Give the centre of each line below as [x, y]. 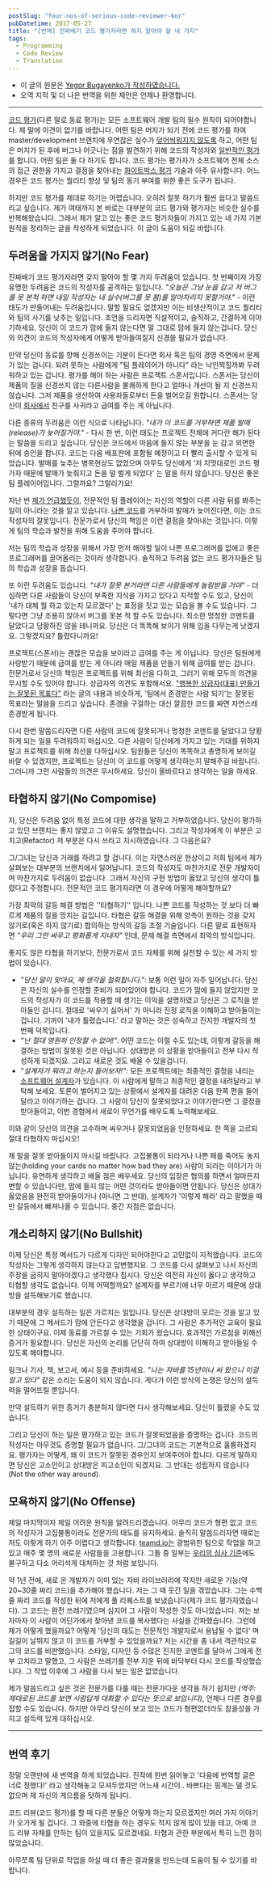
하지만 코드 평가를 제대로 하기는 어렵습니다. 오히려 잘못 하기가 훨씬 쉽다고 [123, 197]
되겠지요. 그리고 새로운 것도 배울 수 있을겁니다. [115, 1061]
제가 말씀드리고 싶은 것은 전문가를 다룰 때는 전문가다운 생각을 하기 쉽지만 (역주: [132, 1688]
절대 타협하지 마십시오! [44, 1138]
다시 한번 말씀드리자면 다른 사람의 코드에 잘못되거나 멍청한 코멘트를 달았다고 [128, 730]
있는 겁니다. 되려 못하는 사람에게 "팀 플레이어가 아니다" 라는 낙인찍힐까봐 [131, 365]
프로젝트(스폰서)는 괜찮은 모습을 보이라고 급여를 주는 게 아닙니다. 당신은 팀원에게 [135, 652]
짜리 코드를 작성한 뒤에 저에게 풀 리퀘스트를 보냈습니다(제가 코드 [117, 1601]
